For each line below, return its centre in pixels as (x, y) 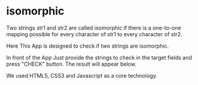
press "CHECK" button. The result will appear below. (71, 64)
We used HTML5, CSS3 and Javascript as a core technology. (82, 75)
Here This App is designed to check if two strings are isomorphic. (88, 46)
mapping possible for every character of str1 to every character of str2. (94, 34)
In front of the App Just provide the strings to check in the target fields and (99, 57)
